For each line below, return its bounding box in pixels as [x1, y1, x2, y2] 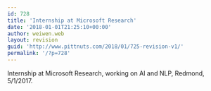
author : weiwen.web [7, 30, 65, 37]
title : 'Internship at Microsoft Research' [7, 17, 137, 24]
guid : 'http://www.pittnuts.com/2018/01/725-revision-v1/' [7, 43, 184, 50]
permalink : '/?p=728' [7, 50, 71, 57]
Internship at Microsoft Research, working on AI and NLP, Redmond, [7, 68, 205, 78]
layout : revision [7, 37, 58, 44]
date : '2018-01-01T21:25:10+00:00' [7, 23, 112, 30]
